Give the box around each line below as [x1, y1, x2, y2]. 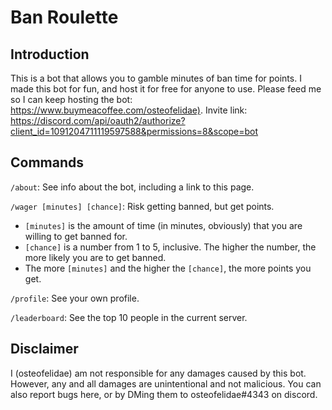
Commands [10, 154, 85, 171]
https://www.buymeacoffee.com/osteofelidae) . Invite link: [10, 104, 248, 116]
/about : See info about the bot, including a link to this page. [10, 181, 255, 193]
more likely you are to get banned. [24, 251, 167, 263]
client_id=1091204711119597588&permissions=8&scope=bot [10, 126, 259, 137]
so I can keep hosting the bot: [10, 94, 133, 105]
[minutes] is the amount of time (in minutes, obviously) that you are [24, 219, 303, 231]
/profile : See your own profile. [10, 292, 140, 304]
